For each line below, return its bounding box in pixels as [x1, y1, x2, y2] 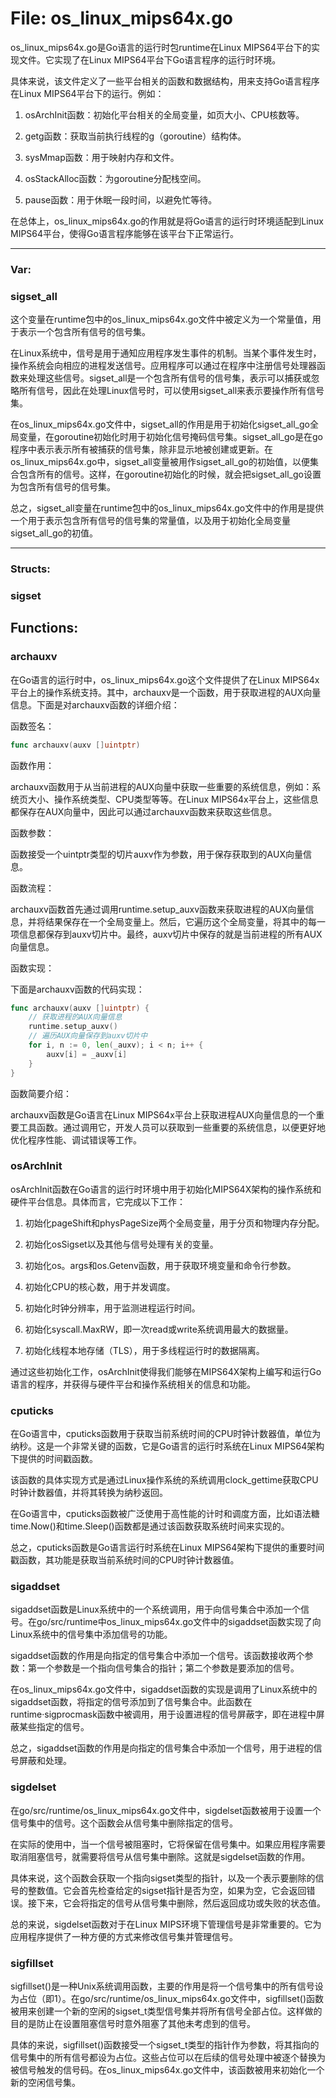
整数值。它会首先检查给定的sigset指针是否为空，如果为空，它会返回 [27, 1884, 307, 1896]
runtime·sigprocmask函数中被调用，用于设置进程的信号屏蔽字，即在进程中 [10, 1708, 317, 1721]
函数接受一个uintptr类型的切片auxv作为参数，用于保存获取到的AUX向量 [10, 848, 303, 860]
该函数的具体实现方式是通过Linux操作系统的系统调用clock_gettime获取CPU [10, 1474, 319, 1486]
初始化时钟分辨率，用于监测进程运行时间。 [24, 1302, 201, 1314]
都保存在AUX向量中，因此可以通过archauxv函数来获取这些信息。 [10, 805, 278, 817]
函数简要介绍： [10, 1087, 72, 1099]
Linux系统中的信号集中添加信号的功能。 [10, 1628, 173, 1641]
